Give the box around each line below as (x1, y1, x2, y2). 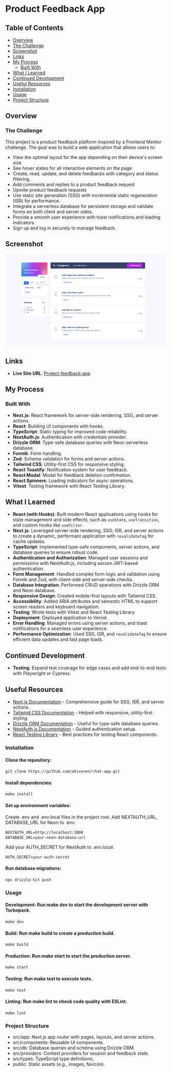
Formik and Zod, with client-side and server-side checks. (12, 577, 134, 583)
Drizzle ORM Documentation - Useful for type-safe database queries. (12, 721, 160, 727)
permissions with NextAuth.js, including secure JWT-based (12, 560, 138, 566)
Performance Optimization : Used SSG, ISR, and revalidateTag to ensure (12, 631, 167, 637)
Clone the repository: (5, 756, 52, 763)
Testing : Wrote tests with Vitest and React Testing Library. (12, 609, 136, 615)
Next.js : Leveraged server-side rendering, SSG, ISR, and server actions (12, 528, 164, 534)
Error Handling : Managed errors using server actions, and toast (12, 620, 147, 626)
